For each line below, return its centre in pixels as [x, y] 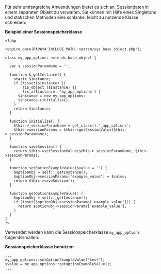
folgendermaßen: [22, 237]
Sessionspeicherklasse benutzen [40, 247]
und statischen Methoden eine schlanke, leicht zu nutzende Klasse [72, 17]
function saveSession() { [36, 147]
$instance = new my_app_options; [52, 96]
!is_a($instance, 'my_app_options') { [62, 92]
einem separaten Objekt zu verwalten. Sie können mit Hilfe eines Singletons [81, 12]
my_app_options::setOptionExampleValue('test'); [55, 260]
